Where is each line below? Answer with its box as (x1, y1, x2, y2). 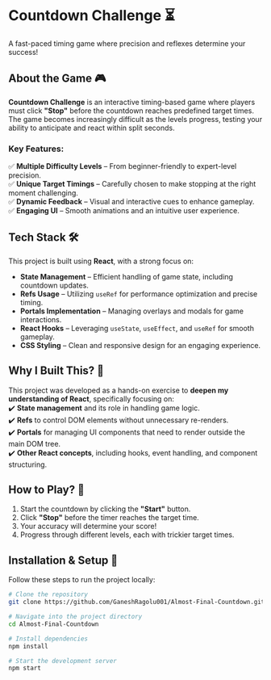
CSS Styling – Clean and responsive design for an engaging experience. (19, 340, 261, 350)
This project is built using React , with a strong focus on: (8, 256, 194, 266)
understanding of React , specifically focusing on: (8, 393, 175, 404)
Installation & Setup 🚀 (8, 553, 119, 567)
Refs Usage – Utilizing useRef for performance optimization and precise (19, 288, 258, 299)
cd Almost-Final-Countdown (8, 619, 99, 628)
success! (8, 47, 39, 57)
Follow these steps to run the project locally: (8, 575, 156, 585)
